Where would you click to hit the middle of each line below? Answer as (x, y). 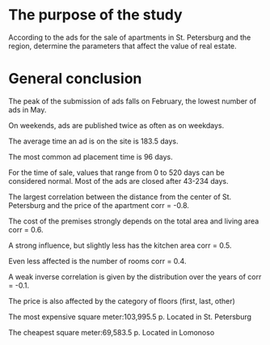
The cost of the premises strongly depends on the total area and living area (134, 221)
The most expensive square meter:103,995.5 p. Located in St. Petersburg (130, 317)
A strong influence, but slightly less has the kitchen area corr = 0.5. (120, 245)
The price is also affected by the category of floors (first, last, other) (122, 300)
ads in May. (27, 109)
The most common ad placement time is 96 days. (91, 156)
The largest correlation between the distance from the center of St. (120, 197)
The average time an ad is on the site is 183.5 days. (94, 141)
